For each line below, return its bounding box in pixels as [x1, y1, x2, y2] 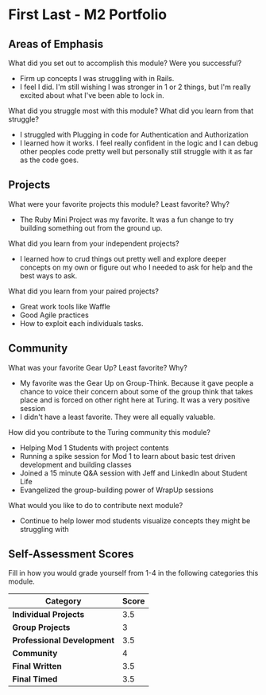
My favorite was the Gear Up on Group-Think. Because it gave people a [19, 378, 254, 387]
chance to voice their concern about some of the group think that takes [19, 386, 253, 396]
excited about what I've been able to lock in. [19, 91, 164, 100]
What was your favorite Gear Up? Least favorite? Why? [8, 363, 188, 372]
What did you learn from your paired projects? [8, 286, 159, 296]
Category [44, 596, 82, 607]
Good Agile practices [19, 310, 89, 320]
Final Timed [12, 674, 58, 685]
